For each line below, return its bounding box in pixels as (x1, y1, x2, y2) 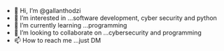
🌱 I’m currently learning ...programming (13, 21, 127, 29)
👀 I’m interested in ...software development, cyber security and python (13, 14, 217, 22)
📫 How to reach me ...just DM (13, 37, 101, 44)
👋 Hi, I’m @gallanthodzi (13, 7, 81, 14)
